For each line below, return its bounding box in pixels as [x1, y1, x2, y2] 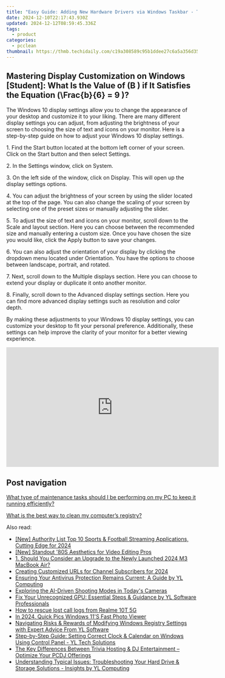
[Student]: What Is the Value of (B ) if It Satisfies [6, 80, 191, 91]
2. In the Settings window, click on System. [6, 162, 113, 169]
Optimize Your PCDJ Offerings [15, 652, 92, 659]
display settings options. [6, 180, 68, 187]
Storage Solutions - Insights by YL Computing [15, 665, 130, 672]
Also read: [6, 524, 32, 531]
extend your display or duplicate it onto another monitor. [6, 279, 147, 286]
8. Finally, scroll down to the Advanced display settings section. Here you [6, 291, 189, 298]
